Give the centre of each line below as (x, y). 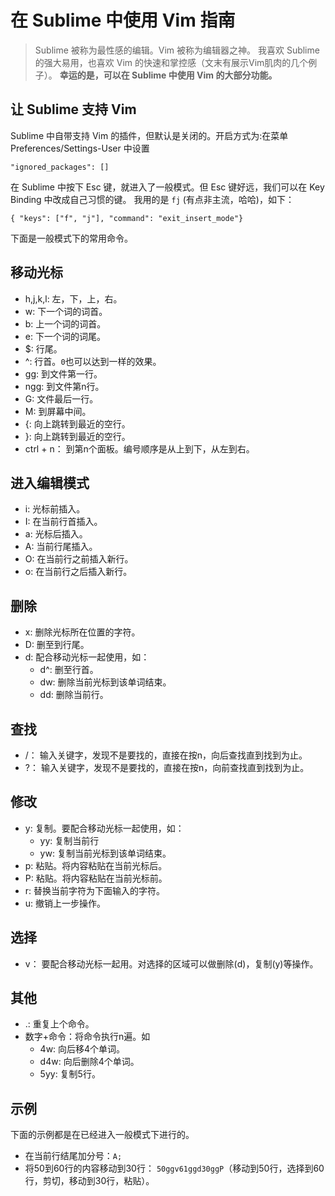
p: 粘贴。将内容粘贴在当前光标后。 (96, 865)
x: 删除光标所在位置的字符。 (82, 632)
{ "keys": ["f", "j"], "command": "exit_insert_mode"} (127, 218)
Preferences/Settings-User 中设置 (80, 148)
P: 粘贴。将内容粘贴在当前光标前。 (96, 878)
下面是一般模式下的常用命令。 (71, 238)
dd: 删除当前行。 (74, 695)
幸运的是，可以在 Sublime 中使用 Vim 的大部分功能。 (168, 75)
